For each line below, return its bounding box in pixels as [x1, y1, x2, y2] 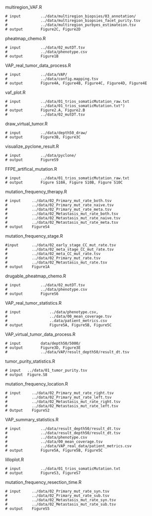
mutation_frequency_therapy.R [5, 189, 67, 194]
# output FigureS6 [5, 291, 58, 296]
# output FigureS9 [5, 157, 58, 162]
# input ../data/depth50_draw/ [5, 130, 88, 135]
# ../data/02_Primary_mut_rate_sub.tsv [5, 493, 110, 498]
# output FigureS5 [5, 506, 50, 511]
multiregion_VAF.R [5, 4, 42, 10]
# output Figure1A [5, 264, 50, 269]
